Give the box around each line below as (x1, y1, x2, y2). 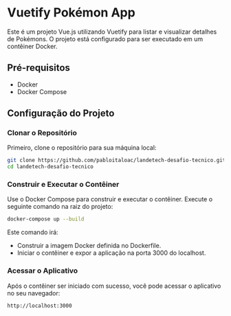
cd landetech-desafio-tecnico (7, 163, 94, 170)
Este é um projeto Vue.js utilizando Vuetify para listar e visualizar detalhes (7, 27, 217, 36)
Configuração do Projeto (7, 108, 115, 120)
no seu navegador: (7, 289, 60, 297)
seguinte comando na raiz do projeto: (7, 203, 113, 211)
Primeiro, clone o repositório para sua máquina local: (7, 144, 157, 152)
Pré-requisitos (7, 62, 71, 74)
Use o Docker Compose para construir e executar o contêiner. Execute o (7, 195, 213, 203)
